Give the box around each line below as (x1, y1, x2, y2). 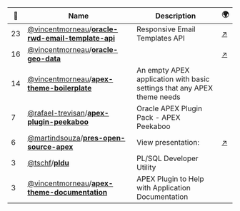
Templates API (136, 34, 185, 43)
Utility (136, 163, 156, 172)
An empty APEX (136, 66, 190, 75)
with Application (136, 183, 191, 192)
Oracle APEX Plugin (136, 103, 202, 113)
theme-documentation (27, 187, 108, 197)
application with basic (136, 74, 210, 84)
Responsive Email (136, 24, 196, 34)
